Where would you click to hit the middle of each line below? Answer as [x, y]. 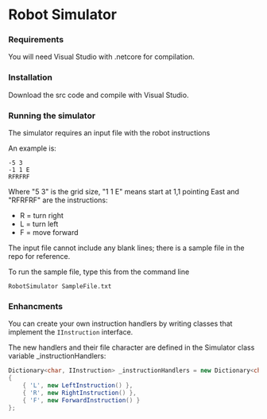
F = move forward [49, 233]
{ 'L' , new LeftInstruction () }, [78, 386]
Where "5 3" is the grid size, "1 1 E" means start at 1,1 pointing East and [124, 192]
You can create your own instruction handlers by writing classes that [120, 323]
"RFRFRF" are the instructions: [58, 200]
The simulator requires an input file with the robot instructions [109, 133]
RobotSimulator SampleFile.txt [60, 287]
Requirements [36, 40]
